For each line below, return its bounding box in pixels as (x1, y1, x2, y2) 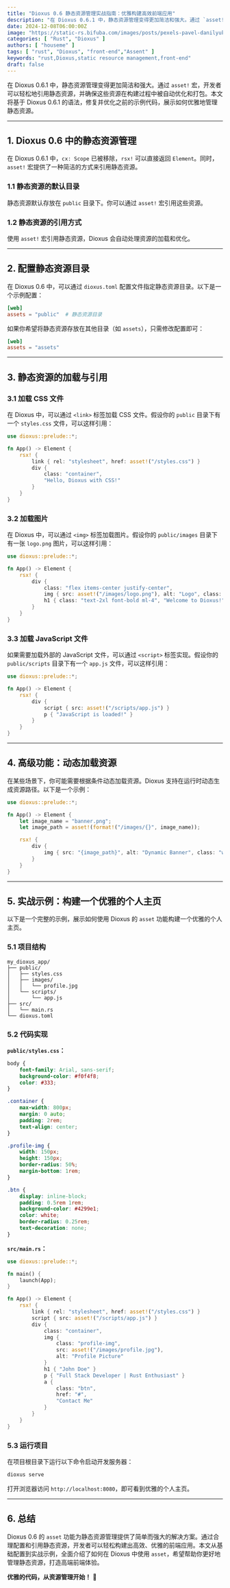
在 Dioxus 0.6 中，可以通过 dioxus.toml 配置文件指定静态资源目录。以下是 (7, 282, 216, 290)
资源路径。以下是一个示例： (12, 785, 91, 793)
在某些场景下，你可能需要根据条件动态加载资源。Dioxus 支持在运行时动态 (7, 777, 214, 785)
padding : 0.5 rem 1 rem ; (19, 1199, 84, 1206)
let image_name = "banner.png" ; (19, 818, 112, 825)
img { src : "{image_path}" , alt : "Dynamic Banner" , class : (43, 849, 216, 856)
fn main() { (7, 1270, 41, 1277)
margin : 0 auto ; (19, 1111, 66, 1118)
